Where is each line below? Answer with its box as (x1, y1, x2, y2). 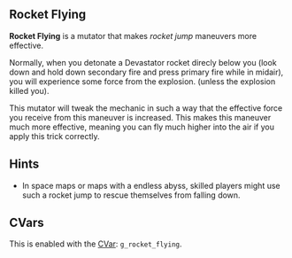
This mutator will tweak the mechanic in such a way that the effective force (9, 102, 283, 113)
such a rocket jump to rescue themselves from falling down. (21, 190, 241, 200)
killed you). (9, 85, 50, 96)
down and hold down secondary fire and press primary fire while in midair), (9, 66, 284, 77)
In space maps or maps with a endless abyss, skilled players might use (21, 180, 280, 191)
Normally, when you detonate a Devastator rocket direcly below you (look (9, 57, 277, 67)
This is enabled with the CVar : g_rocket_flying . (9, 238, 183, 249)
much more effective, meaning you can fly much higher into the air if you (9, 121, 275, 132)
